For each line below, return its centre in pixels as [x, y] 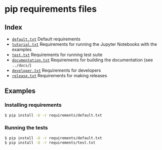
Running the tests [26, 128]
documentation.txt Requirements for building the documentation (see [82, 60]
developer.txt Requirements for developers [56, 70]
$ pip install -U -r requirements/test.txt [50, 143]
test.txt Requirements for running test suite [57, 55]
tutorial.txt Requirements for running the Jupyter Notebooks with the [84, 44]
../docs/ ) [21, 65]
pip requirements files [51, 9]
